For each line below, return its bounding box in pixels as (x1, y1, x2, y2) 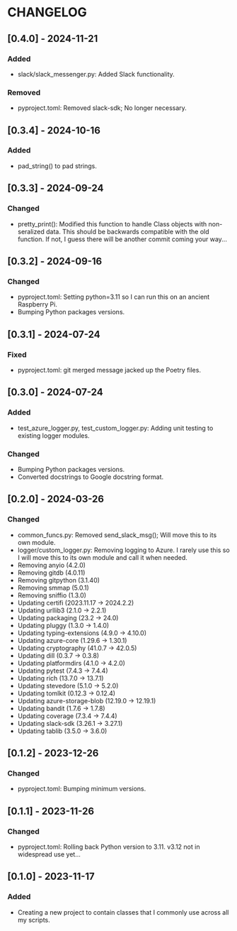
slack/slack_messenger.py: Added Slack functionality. (17, 70, 175, 78)
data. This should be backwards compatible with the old (45, 227, 210, 236)
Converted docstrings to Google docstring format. (17, 473, 164, 481)
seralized (17, 227, 45, 236)
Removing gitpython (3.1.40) (17, 575, 100, 584)
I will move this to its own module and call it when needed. (17, 553, 187, 561)
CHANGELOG (7, 4, 87, 21)
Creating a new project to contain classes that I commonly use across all (17, 908, 229, 916)
